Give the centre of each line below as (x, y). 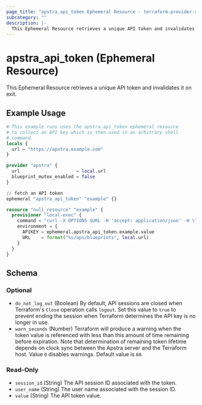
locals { (17, 144)
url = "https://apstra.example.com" (57, 149)
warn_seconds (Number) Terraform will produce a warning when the (98, 329)
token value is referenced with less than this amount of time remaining (102, 335)
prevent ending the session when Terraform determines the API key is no (105, 316)
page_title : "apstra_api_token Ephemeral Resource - (74, 12)
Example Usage (36, 113)
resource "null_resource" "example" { (55, 210)
